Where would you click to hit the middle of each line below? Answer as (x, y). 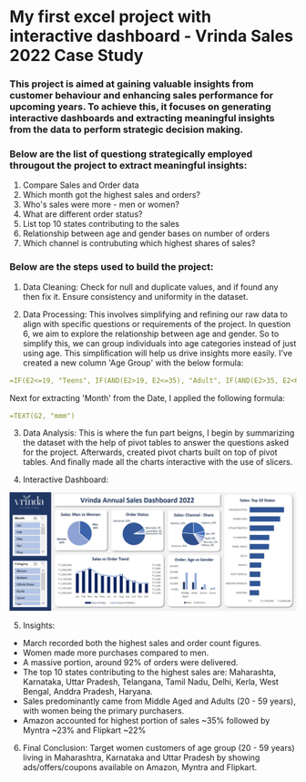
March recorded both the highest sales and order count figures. (142, 643)
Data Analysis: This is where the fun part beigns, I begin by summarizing (158, 433)
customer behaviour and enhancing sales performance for (142, 96)
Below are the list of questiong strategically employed (131, 154)
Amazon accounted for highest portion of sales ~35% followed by (146, 720)
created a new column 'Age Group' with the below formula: (133, 363)
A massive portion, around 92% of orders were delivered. (130, 662)
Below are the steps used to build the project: (112, 267)
